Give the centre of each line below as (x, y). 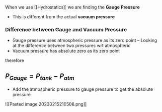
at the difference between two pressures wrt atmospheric (71, 46)
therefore (15, 60)
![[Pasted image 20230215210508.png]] (46, 104)
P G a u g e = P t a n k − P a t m (40, 77)
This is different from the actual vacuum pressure (64, 17)
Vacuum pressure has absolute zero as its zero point (66, 51)
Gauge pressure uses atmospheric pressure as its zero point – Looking (85, 40)
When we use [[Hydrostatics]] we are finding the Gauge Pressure (73, 7)
